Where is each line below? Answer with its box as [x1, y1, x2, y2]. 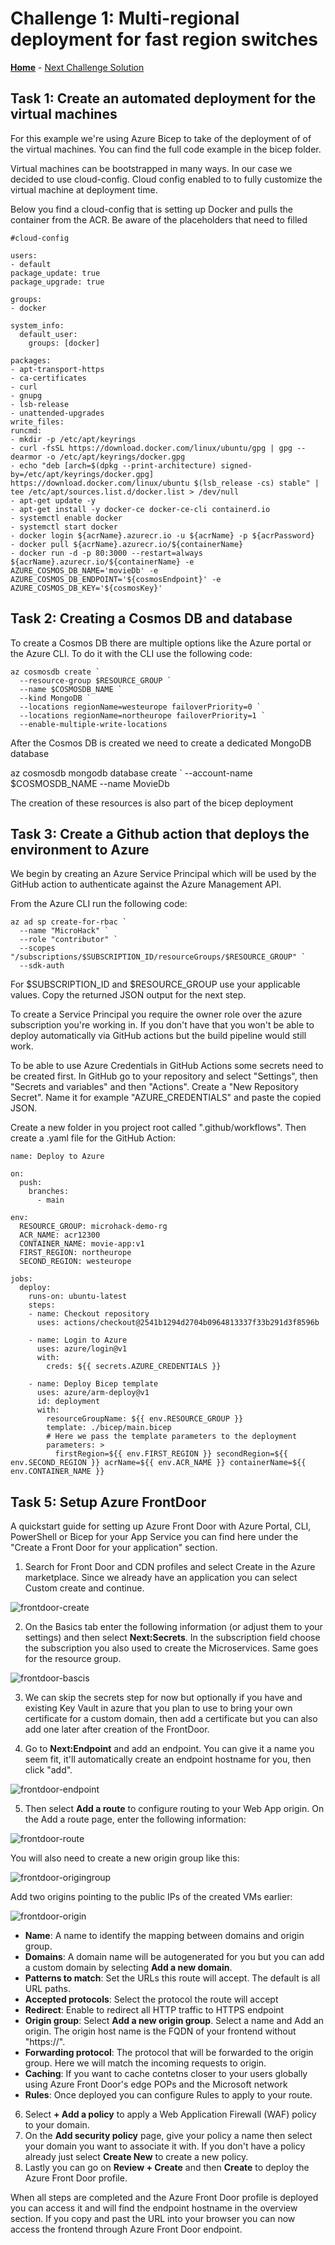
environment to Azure [10, 841, 150, 858]
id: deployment [36, 1397, 101, 1407]
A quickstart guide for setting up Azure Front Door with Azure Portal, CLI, [10, 1520, 312, 1532]
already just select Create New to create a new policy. [24, 2151, 249, 2163]
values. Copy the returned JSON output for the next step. [10, 989, 247, 1001]
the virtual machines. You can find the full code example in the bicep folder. [10, 143, 322, 155]
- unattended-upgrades [10, 408, 105, 418]
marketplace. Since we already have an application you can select [24, 1572, 298, 1584]
